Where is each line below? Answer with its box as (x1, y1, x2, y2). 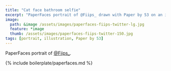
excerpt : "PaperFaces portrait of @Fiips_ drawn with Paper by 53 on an (5, 12, 163, 17)
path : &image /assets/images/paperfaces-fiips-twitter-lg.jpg (10, 21, 145, 27)
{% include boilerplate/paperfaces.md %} (5, 60, 93, 66)
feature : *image (10, 27, 44, 32)
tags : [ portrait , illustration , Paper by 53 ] (5, 36, 103, 41)
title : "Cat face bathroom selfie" (5, 7, 81, 13)
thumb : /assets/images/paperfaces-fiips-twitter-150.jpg (10, 31, 133, 36)
